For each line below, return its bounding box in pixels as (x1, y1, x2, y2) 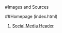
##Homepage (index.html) (5, 14, 58, 19)
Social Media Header (12, 23, 54, 29)
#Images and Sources (5, 4, 49, 10)
